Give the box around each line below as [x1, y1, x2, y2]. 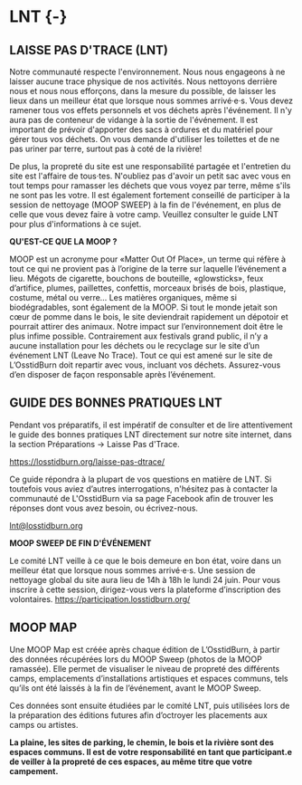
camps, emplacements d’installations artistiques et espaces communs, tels [9, 673, 288, 684]
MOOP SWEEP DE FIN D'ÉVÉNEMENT [9, 537, 152, 549]
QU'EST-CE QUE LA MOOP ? [9, 236, 118, 246]
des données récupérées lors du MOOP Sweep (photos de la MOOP [9, 654, 262, 665]
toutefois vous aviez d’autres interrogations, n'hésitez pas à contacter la [9, 483, 278, 494]
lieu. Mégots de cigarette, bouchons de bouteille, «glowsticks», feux [9, 273, 264, 283]
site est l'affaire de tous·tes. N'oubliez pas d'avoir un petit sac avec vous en [9, 170, 291, 181]
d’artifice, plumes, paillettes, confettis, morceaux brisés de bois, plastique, [9, 282, 287, 293]
